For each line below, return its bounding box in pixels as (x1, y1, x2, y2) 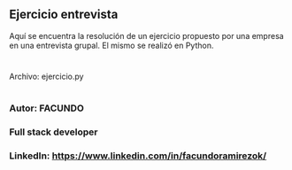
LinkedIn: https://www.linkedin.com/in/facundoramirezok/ (9, 150, 267, 162)
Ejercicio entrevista (9, 7, 119, 22)
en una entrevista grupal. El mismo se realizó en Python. (9, 40, 214, 50)
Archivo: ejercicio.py (9, 71, 84, 81)
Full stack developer (9, 126, 98, 138)
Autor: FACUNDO (9, 102, 84, 114)
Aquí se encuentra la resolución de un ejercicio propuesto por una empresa (9, 30, 285, 41)
